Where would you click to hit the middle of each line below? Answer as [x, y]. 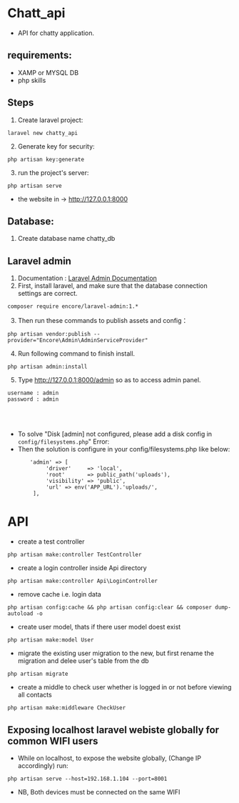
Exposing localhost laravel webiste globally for [113, 730]
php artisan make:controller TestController [75, 555]
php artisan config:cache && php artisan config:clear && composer [110, 608]
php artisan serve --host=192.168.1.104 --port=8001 [87, 779]
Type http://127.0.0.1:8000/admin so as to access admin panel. [109, 380]
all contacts [35, 695]
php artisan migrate [38, 674]
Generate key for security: [56, 146]
